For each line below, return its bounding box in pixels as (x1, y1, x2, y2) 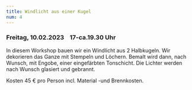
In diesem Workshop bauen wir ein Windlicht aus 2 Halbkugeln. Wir (6, 46, 171, 54)
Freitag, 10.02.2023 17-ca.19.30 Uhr (6, 34, 116, 42)
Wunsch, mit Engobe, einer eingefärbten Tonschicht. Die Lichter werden (6, 59, 183, 66)
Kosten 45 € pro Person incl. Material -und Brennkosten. (6, 77, 144, 84)
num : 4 (6, 14, 23, 20)
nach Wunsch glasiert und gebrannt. (6, 65, 95, 72)
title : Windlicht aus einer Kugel (6, 8, 92, 15)
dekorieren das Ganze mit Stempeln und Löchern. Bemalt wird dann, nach (6, 53, 187, 60)
